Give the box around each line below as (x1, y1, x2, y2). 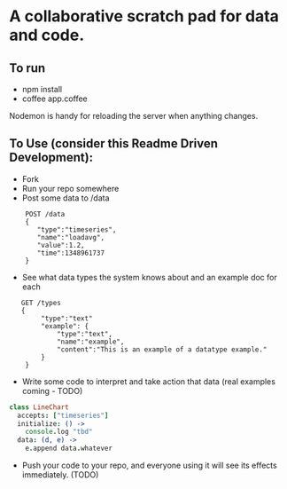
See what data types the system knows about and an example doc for (21, 272, 277, 282)
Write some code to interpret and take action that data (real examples (21, 375, 276, 387)
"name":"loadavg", (36, 233, 105, 241)
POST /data (25, 209, 66, 218)
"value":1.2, (36, 241, 86, 249)
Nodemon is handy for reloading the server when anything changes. (9, 111, 259, 121)
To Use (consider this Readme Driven (9, 136, 219, 152)
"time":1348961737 (36, 248, 105, 257)
